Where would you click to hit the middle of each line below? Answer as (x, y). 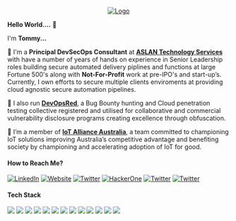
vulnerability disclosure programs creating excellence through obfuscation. (117, 118)
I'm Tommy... (27, 38)
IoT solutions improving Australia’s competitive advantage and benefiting (113, 139)
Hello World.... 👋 (32, 24)
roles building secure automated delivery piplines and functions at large (112, 67)
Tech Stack (24, 195)
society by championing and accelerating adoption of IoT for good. (105, 147)
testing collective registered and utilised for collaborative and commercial (114, 110)
